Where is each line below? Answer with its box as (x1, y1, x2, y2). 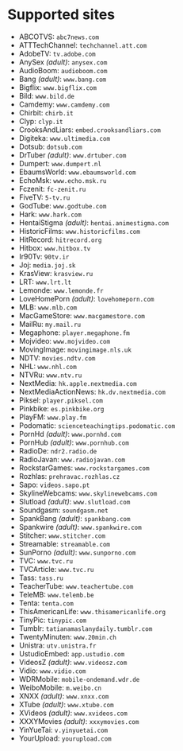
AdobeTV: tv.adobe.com (18, 49, 96, 58)
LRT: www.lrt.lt (18, 277, 72, 286)
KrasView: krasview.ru (18, 268, 93, 278)
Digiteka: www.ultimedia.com (18, 133, 111, 142)
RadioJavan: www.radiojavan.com (18, 454, 126, 464)
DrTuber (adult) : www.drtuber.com (18, 150, 127, 160)
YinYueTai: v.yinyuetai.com (18, 725, 109, 734)
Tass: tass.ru (18, 573, 64, 582)
